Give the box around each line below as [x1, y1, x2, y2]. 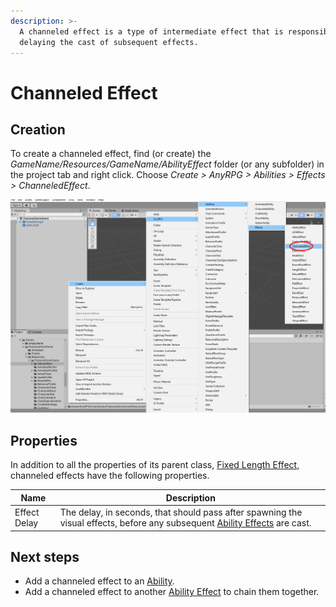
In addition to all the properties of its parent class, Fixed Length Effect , [10, 459, 300, 471]
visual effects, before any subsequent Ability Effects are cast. [59, 517, 312, 529]
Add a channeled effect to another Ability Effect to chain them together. [24, 586, 320, 598]
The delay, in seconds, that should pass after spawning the [59, 506, 303, 519]
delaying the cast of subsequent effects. [19, 37, 199, 47]
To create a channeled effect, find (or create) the [10, 148, 212, 160]
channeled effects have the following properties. [10, 470, 210, 482]
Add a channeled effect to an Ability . [24, 575, 175, 587]
